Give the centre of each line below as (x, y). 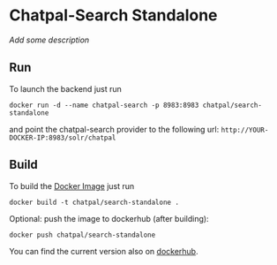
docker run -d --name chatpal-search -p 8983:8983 (104, 105)
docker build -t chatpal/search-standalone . (94, 202)
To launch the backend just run (65, 88)
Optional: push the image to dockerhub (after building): (109, 218)
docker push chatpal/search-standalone (82, 235)
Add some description (49, 40)
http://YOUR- (245, 130)
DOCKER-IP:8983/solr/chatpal (63, 138)
